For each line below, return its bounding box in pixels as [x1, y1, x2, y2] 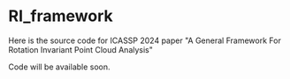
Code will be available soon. [8, 61, 111, 72]
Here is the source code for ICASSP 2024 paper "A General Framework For [8, 35, 282, 46]
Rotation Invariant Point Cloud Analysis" [8, 44, 154, 54]
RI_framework [8, 6, 114, 26]
